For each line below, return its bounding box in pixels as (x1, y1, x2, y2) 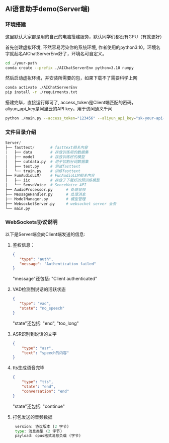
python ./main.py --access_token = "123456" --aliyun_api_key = (5, 116, 136, 121)
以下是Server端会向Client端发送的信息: (5, 231, 86, 237)
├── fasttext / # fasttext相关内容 (5, 145, 88, 150)
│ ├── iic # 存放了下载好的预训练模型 (5, 178, 100, 183)
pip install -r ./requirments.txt (5, 90, 78, 95)
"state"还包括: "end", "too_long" (12, 320, 79, 326)
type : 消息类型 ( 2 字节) (15, 428, 63, 434)
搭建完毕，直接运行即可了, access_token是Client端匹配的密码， (5, 100, 136, 106)
